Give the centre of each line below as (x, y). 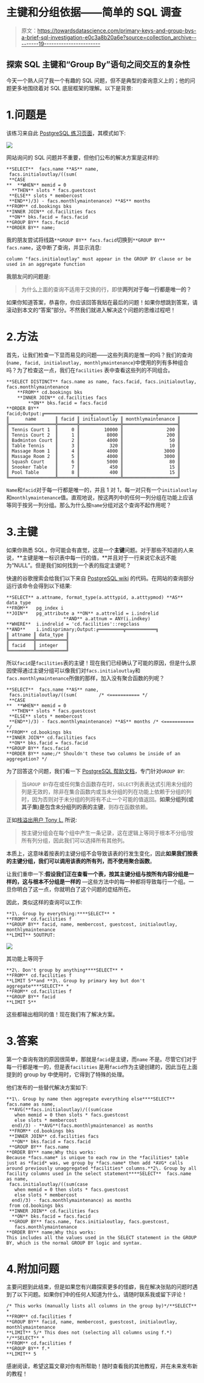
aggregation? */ (27, 759)
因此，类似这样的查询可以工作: (45, 902)
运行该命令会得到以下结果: (39, 585)
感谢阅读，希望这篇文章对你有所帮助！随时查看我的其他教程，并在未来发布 (99, 1366)
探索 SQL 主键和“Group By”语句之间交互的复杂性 (98, 65)
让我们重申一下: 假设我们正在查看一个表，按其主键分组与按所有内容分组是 (98, 874)
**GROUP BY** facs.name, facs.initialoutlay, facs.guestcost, (89, 1221)
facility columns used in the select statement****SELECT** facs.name (99, 1174)
